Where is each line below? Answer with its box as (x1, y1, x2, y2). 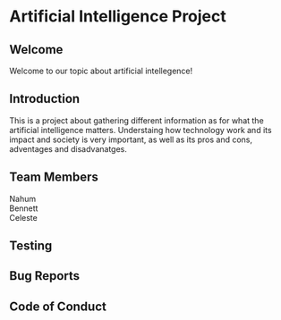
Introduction (9, 91, 81, 106)
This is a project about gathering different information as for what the (9, 114, 264, 126)
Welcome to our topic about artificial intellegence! (9, 65, 193, 76)
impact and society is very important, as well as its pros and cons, (9, 134, 253, 145)
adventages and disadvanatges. (9, 143, 128, 154)
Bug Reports (9, 268, 81, 283)
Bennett (9, 203, 38, 214)
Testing (9, 239, 53, 254)
